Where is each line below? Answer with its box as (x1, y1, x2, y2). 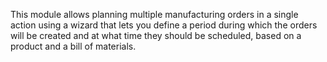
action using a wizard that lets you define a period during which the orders (10, 19, 318, 31)
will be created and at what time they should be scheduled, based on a (10, 30, 302, 41)
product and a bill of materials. (10, 40, 137, 52)
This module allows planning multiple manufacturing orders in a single (10, 9, 299, 20)
